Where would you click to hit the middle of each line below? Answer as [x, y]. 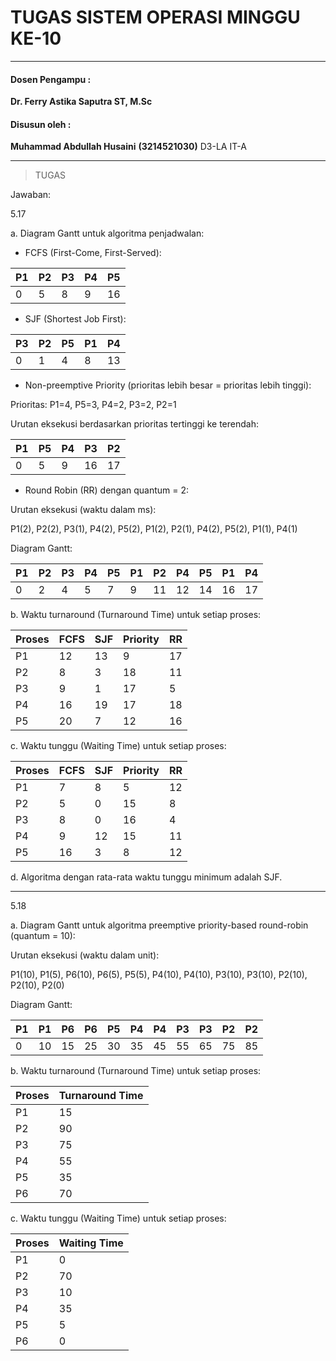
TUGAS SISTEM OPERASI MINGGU [155, 17]
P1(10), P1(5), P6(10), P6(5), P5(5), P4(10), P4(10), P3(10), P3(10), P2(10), [159, 975]
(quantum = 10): [43, 936]
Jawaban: [31, 195]
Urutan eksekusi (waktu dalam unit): [85, 955]
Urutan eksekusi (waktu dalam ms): [83, 510]
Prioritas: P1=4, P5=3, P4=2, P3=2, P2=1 [93, 405]
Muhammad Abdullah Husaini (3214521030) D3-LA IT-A [128, 147]
